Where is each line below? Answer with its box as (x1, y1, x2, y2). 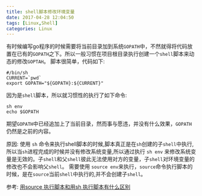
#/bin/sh (6, 70, 28, 76)
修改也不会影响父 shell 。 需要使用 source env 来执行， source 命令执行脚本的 (6, 163, 193, 170)
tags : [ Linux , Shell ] (6, 20, 58, 26)
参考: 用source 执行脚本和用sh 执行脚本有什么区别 (6, 183, 131, 191)
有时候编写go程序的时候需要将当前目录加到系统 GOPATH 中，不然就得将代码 (6, 43, 188, 50)
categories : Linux (6, 25, 52, 32)
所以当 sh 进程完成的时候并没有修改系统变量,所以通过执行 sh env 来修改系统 (6, 148, 191, 155)
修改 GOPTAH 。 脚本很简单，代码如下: (16, 58, 105, 65)
